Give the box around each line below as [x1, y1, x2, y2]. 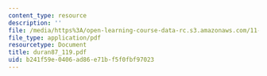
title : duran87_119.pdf [8, 48, 87, 56]
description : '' [8, 19, 62, 27]
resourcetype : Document [8, 41, 87, 49]
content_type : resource [8, 11, 87, 20]
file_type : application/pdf [8, 33, 102, 42]
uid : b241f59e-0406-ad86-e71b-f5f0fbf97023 [8, 56, 155, 64]
